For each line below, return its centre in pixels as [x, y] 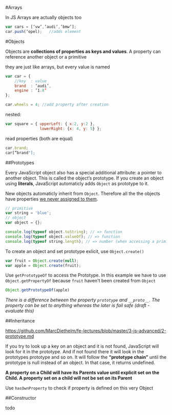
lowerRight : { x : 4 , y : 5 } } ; [71, 129]
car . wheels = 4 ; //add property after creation [57, 105]
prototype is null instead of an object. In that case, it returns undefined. [80, 363]
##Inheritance [20, 321]
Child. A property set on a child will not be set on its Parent [69, 378]
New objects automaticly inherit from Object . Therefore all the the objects [83, 193]
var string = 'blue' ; [28, 213]
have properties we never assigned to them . [52, 199]
